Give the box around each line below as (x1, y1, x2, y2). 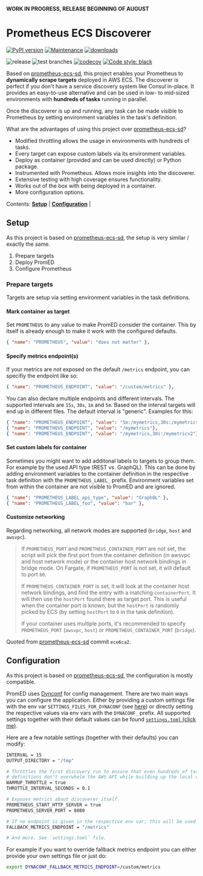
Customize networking (6, 513, 65, 521)
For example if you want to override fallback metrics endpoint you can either (6, 846, 196, 853)
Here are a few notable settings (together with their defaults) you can (6, 734, 179, 741)
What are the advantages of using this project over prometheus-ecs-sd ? (6, 125, 187, 133)
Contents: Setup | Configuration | (6, 200, 91, 208)
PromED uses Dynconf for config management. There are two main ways (6, 690, 188, 697)
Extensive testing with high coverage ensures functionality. (14, 176, 162, 183)
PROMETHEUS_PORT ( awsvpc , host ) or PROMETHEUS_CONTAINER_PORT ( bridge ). (21, 626, 196, 633)
